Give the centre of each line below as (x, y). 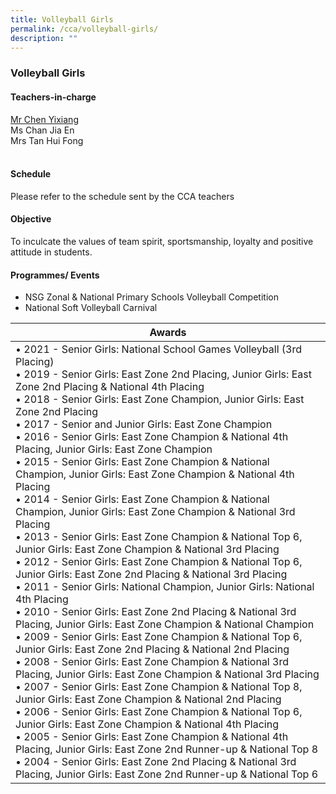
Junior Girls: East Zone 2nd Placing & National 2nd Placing (152, 649)
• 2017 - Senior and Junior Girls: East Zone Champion (144, 424)
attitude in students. (51, 252)
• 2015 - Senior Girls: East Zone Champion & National (142, 462)
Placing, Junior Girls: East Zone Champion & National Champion (165, 624)
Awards (168, 333)
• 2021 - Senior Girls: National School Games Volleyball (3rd (159, 349)
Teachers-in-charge (53, 97)
